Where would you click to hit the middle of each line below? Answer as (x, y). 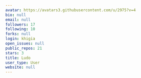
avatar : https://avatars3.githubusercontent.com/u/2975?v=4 (71, 10)
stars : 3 (15, 53)
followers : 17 (20, 24)
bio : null (16, 15)
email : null (18, 19)
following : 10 (20, 29)
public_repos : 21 (24, 48)
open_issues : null (25, 44)
